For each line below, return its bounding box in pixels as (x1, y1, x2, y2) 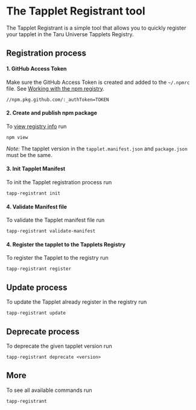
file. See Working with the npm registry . (6, 85, 104, 92)
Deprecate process (6, 326, 80, 336)
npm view (6, 134, 28, 140)
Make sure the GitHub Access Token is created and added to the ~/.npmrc (6, 78, 190, 86)
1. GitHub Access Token (6, 65, 68, 72)
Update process (6, 282, 68, 292)
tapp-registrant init (6, 190, 61, 196)
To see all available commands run (6, 386, 92, 394)
